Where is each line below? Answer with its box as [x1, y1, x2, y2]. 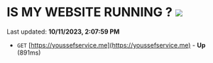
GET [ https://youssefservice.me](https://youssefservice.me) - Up [16, 41, 206, 49]
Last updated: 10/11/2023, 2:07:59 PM [6, 27, 120, 36]
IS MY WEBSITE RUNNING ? [6, 4, 173, 20]
